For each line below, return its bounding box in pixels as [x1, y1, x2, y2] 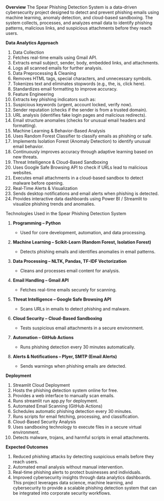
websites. [12, 170, 33, 175]
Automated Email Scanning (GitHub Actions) [12, 403, 103, 409]
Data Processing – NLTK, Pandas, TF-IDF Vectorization [12, 258, 127, 264]
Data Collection [12, 49, 44, 55]
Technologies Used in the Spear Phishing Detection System [5, 211, 127, 216]
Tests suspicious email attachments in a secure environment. [20, 325, 144, 331]
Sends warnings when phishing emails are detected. [20, 363, 127, 369]
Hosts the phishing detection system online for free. [12, 387, 118, 393]
